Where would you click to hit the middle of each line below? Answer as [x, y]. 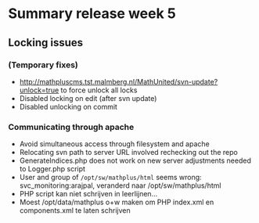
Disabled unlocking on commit [68, 106]
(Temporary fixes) [43, 65]
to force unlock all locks [99, 90]
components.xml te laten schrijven [75, 210]
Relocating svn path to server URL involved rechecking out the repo [129, 153]
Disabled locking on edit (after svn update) [88, 98]
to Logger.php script [52, 169]
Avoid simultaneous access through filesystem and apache [114, 144]
